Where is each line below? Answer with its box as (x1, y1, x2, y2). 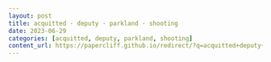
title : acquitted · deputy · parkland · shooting (8, 19, 179, 27)
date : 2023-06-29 (8, 27, 67, 35)
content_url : (8, 42, 52, 50)
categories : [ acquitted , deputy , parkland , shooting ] (8, 34, 194, 43)
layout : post (8, 11, 52, 20)
